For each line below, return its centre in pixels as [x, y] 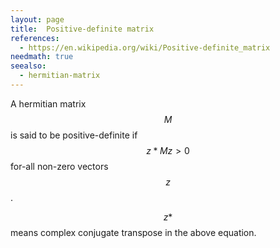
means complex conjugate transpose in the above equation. [133, 232]
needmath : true [42, 57]
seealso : [28, 66]
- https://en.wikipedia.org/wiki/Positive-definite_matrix [145, 47]
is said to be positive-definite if [74, 135]
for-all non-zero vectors [59, 166]
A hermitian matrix [48, 103]
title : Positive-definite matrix [82, 29]
